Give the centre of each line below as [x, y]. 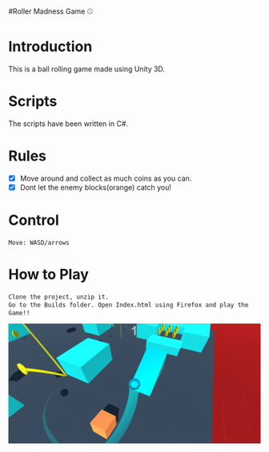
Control [34, 220]
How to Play [49, 275]
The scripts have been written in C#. [68, 124]
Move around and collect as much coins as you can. [106, 178]
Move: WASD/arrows [39, 242]
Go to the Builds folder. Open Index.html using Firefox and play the [128, 305]
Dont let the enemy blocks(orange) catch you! [96, 187]
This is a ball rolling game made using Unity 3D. [87, 69]
